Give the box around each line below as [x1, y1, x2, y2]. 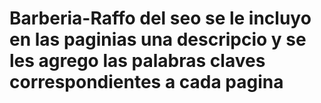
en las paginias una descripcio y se [9, 28, 307, 51]
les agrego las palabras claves [9, 50, 266, 72]
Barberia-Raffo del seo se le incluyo [9, 7, 312, 30]
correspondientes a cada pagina [9, 71, 284, 94]
